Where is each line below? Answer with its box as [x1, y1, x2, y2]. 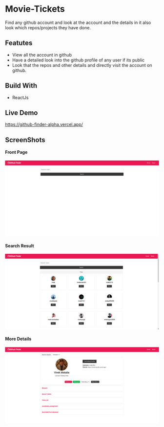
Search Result [5, 243, 34, 248]
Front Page [5, 149, 28, 155]
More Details [5, 336, 32, 342]
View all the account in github [12, 52, 72, 58]
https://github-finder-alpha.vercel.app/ [5, 122, 83, 127]
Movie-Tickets [5, 3, 65, 15]
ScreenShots [5, 136, 45, 144]
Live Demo [5, 108, 38, 117]
